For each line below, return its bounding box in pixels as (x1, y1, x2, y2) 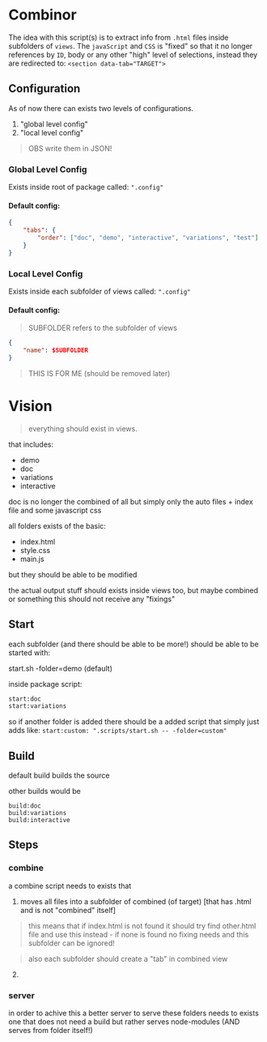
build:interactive (8, 817, 70, 825)
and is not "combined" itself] (19, 905, 116, 915)
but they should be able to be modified (8, 569, 138, 579)
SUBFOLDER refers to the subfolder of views (28, 323, 178, 333)
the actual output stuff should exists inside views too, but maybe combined (8, 585, 259, 595)
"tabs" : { (23, 226, 57, 234)
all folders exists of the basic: (8, 521, 107, 530)
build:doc (8, 802, 42, 810)
